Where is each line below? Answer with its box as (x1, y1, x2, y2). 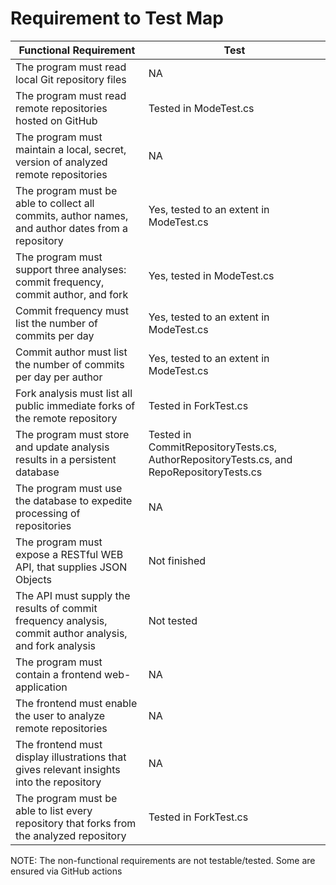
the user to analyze (15, 708, 106, 722)
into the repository (15, 775, 102, 789)
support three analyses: (15, 262, 127, 276)
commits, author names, (15, 208, 129, 222)
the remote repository (15, 411, 118, 425)
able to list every (15, 803, 93, 817)
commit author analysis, (15, 626, 128, 640)
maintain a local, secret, (15, 142, 127, 156)
